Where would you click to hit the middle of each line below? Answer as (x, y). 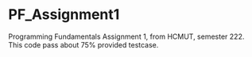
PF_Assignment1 (64, 15)
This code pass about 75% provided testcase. (83, 44)
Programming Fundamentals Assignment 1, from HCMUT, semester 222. (126, 36)
